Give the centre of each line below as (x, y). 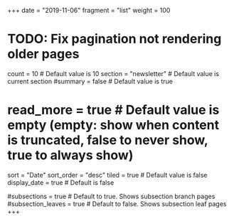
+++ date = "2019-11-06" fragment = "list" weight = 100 (89, 10)
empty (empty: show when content (113, 125)
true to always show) (70, 155)
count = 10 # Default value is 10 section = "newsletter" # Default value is (113, 73)
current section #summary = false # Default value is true (90, 81)
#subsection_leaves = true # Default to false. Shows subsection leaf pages (117, 204)
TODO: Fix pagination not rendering (115, 39)
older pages (43, 54)
